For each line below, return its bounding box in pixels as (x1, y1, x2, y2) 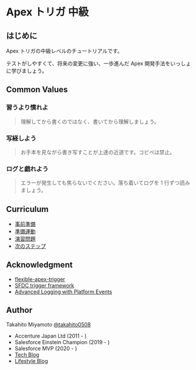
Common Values (6, 85, 68, 95)
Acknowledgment (6, 260, 73, 270)
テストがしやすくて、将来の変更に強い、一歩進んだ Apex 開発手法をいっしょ (6, 60, 191, 67)
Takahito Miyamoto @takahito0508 (6, 321, 91, 328)
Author (6, 305, 32, 315)
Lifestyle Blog (14, 357, 48, 364)
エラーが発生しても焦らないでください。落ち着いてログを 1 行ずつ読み (20, 179, 190, 186)
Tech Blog (14, 351, 39, 358)
